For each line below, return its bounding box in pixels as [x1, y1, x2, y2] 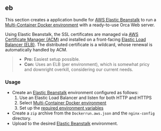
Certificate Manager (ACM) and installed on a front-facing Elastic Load [5, 36, 146, 42]
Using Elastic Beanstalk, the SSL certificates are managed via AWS [5, 31, 139, 37]
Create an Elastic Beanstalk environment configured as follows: [12, 90, 139, 96]
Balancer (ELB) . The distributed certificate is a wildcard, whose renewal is [5, 41, 153, 48]
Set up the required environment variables [19, 105, 104, 111]
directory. [12, 115, 32, 121]
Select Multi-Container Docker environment [19, 100, 107, 106]
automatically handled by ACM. [5, 47, 67, 52]
